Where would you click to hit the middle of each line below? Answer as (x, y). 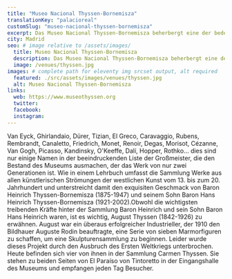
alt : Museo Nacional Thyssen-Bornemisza (72, 84)
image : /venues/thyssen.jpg (54, 65)
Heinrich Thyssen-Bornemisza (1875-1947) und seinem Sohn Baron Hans (111, 195)
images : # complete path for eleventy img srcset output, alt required (112, 71)
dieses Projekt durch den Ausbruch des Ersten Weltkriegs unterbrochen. (110, 246)
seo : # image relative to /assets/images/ (69, 46)
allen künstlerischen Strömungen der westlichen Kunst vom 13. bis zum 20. (114, 180)
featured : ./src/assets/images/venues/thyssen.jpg (88, 78)
